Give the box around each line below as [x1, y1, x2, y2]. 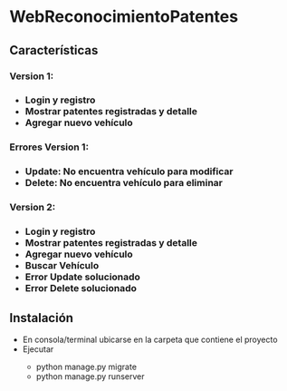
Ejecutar [22, 343, 54, 355]
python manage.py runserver [35, 370, 145, 382]
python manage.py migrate [35, 361, 138, 372]
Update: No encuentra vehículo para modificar [24, 165, 234, 178]
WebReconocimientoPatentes [9, 6, 238, 27]
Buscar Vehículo [24, 259, 100, 272]
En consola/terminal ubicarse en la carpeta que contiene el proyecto [22, 334, 278, 345]
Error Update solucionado [24, 270, 140, 283]
